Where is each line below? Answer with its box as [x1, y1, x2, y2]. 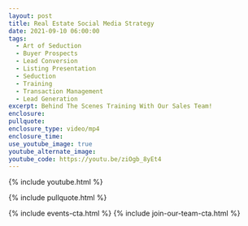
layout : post [8, 11, 53, 20]
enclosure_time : [8, 132, 63, 140]
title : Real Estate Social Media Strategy [8, 19, 154, 28]
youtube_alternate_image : [8, 147, 96, 156]
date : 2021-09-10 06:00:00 [8, 27, 100, 35]
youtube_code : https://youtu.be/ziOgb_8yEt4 [8, 155, 162, 163]
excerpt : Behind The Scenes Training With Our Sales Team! [8, 102, 213, 110]
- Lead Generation [15, 95, 79, 103]
